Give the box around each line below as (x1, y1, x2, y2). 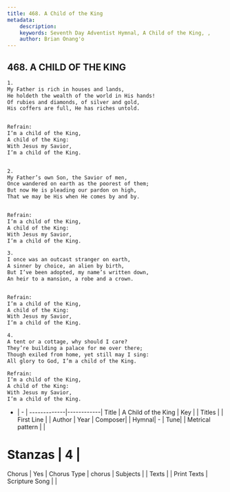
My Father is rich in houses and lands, (7, 85, 125, 93)
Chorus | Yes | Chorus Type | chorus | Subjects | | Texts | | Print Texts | (7, 469, 208, 478)
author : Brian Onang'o (19, 36, 85, 43)
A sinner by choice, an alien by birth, (7, 263, 125, 269)
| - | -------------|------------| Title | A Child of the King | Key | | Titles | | (17, 408, 224, 416)
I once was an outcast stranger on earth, (7, 256, 131, 263)
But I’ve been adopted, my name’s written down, (7, 269, 149, 276)
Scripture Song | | (7, 477, 57, 485)
